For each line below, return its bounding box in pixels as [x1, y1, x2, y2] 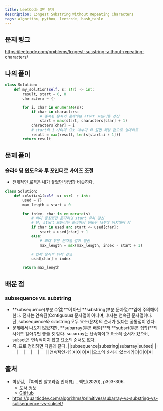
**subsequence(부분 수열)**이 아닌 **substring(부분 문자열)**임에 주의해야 [12, 307, 158, 312]
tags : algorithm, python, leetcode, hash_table [5, 16, 104, 21]
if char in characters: [31, 109, 79, 115]
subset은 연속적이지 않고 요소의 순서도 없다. [12, 337, 96, 343]
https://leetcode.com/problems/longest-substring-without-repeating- [5, 49, 145, 55]
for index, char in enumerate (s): [22, 211, 92, 216]
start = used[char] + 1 [39, 230, 89, 235]
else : [31, 234, 42, 239]
